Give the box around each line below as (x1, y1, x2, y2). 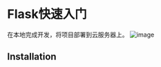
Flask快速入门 (7, 6, 88, 22)
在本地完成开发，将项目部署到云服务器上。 (7, 30, 129, 39)
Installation (7, 51, 57, 63)
